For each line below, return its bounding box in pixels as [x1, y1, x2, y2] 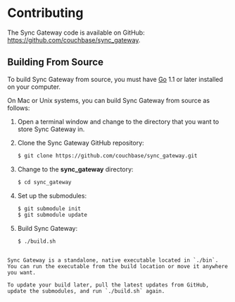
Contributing [7, 5, 84, 21]
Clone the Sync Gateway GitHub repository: [17, 138, 144, 147]
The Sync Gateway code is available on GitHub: [7, 28, 146, 37]
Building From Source [7, 56, 104, 68]
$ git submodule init [17, 205, 81, 212]
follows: [7, 104, 30, 112]
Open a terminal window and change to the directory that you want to [17, 117, 220, 126]
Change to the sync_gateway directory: [17, 164, 134, 174]
